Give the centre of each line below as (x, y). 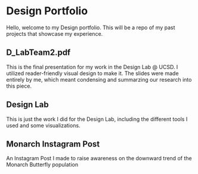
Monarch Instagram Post (53, 144)
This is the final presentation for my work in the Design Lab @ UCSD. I (92, 67)
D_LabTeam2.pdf (38, 53)
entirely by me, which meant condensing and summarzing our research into (99, 79)
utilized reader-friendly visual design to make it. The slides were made (92, 73)
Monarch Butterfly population (42, 164)
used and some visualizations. (43, 125)
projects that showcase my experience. (55, 33)
